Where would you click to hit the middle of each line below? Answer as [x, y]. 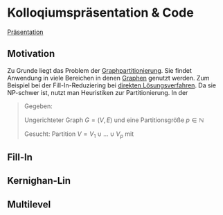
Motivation [31, 54]
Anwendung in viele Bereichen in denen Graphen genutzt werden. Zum [108, 78]
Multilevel [29, 204]
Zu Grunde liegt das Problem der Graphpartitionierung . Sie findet [100, 70]
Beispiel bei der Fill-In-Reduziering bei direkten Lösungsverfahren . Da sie [112, 85]
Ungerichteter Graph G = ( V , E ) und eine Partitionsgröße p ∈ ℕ [114, 120]
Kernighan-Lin [39, 181]
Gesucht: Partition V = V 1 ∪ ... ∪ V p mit [79, 135]
